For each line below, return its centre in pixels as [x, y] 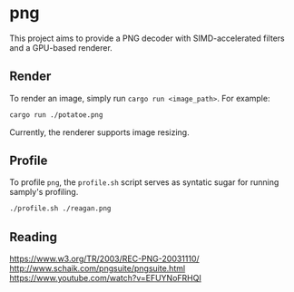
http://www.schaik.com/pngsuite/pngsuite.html [98, 268]
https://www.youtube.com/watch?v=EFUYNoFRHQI [105, 278]
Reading [33, 237]
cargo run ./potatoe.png [56, 115]
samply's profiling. [44, 192]
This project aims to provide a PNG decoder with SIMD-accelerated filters [147, 38]
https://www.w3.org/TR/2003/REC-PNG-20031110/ [104, 259]
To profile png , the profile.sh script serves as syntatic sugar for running [144, 182]
